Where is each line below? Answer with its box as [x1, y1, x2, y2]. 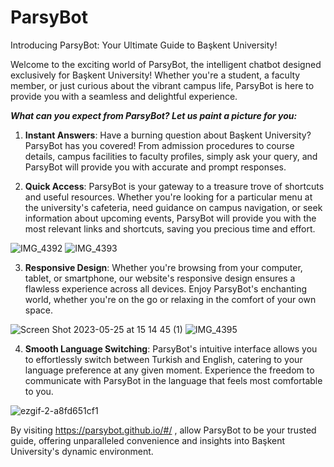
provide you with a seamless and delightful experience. [10, 90, 238, 102]
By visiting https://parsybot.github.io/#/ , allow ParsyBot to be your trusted [10, 424, 317, 436]
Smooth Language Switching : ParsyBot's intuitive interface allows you [24, 342, 318, 355]
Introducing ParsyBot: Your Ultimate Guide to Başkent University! [10, 39, 278, 51]
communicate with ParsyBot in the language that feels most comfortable [24, 374, 323, 386]
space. [24, 304, 53, 316]
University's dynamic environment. [10, 445, 154, 457]
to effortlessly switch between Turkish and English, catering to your [24, 353, 303, 365]
